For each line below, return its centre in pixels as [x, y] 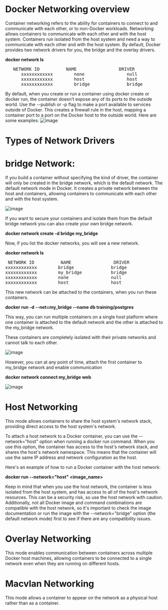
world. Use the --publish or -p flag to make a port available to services [78, 104]
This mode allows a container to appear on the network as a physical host [81, 597]
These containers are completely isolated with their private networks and [81, 337]
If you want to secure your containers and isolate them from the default [79, 218]
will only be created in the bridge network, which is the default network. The [84, 183]
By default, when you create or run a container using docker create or [77, 93]
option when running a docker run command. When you [97, 441]
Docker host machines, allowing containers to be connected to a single [78, 558]
